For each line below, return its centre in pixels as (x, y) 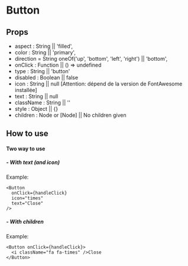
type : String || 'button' (42, 71)
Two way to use (26, 149)
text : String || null (36, 96)
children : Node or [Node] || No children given (71, 115)
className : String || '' (43, 103)
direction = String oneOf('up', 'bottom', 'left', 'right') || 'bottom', (91, 59)
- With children (25, 221)
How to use (27, 134)
